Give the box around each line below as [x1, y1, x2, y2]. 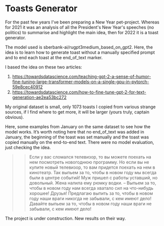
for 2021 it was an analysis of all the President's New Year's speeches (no [5, 24, 154, 30]
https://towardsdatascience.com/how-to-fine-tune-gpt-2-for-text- [12, 89, 146, 95]
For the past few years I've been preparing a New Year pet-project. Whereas [5, 19, 160, 25]
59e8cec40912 [12, 84, 43, 90]
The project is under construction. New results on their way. [5, 215, 126, 221]
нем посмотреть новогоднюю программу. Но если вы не [29, 159, 149, 165]
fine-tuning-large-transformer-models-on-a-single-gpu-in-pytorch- [12, 79, 149, 85]
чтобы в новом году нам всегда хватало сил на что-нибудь [29, 185, 154, 191]
